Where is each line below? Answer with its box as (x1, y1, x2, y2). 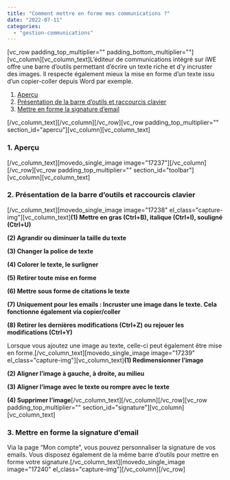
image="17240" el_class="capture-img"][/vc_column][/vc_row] (7, 465, 185, 474)
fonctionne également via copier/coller (7, 307, 121, 316)
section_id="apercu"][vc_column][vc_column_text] (7, 126, 151, 134)
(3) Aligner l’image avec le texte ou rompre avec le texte (7, 382, 170, 391)
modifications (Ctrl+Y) (7, 328, 73, 336)
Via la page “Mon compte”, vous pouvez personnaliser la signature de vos (7, 444, 216, 452)
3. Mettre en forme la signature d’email (7, 427, 139, 437)
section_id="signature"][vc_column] (82, 403, 185, 411)
